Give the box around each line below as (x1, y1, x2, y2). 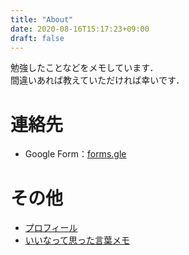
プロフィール (24, 222, 78, 234)
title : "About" (10, 14, 74, 25)
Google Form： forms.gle (24, 148, 127, 160)
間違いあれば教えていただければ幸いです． (10, 74, 185, 86)
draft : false (10, 33, 65, 43)
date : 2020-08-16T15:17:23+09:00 (10, 24, 150, 34)
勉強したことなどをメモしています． (10, 62, 159, 74)
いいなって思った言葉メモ (24, 234, 131, 246)
